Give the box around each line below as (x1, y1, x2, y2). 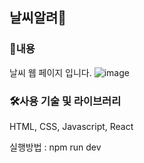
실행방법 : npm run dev (9, 141, 102, 153)
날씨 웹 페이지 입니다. (9, 66, 92, 78)
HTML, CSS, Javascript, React (9, 120, 134, 132)
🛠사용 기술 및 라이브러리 (9, 94, 122, 108)
